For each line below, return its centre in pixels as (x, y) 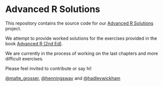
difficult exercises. (25, 58)
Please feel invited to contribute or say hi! (49, 68)
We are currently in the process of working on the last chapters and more (82, 53)
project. (13, 28)
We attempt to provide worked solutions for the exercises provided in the (81, 38)
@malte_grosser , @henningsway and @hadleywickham (63, 78)
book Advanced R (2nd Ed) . (34, 43)
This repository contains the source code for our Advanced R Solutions (79, 23)
